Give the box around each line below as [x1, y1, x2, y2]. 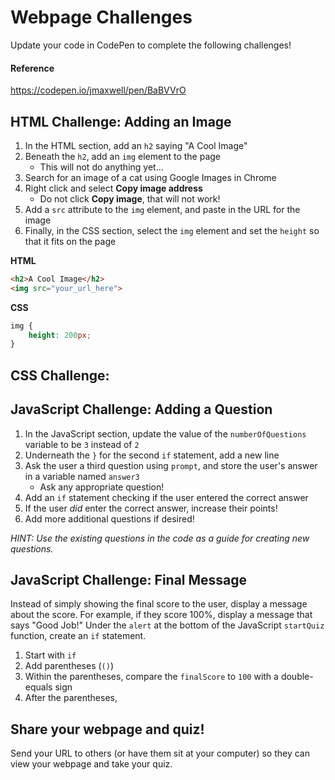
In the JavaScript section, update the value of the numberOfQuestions [24, 427, 307, 440]
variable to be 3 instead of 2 [24, 438, 140, 450]
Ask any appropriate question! [39, 481, 165, 493]
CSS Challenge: [10, 367, 110, 384]
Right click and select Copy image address [24, 182, 203, 194]
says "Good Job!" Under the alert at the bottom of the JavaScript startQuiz [10, 619, 325, 631]
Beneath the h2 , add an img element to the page [24, 150, 222, 162]
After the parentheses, [24, 692, 118, 704]
